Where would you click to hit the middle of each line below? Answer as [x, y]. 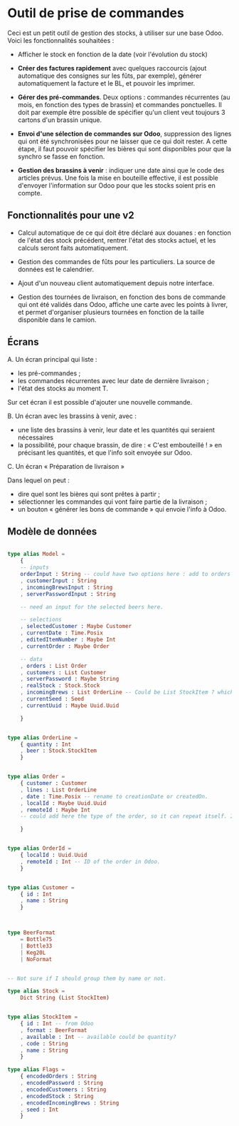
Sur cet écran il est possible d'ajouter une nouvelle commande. [100, 402]
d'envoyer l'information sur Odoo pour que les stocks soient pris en [116, 185]
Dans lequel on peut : [38, 480]
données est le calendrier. [56, 269]
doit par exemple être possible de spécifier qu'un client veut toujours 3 [121, 112]
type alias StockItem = [43, 1017]
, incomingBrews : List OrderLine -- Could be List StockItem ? [117, 693]
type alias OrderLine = [43, 737]
